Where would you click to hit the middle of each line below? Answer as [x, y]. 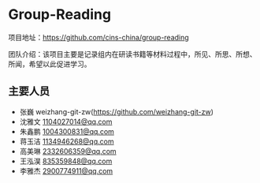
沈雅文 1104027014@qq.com [66, 121]
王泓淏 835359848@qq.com [66, 161]
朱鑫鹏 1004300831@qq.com [67, 131]
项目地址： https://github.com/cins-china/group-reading [98, 37]
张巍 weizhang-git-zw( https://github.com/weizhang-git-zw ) [117, 111]
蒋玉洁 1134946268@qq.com [67, 141]
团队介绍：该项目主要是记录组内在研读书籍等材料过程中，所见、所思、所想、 [132, 54]
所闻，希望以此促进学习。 [50, 64]
